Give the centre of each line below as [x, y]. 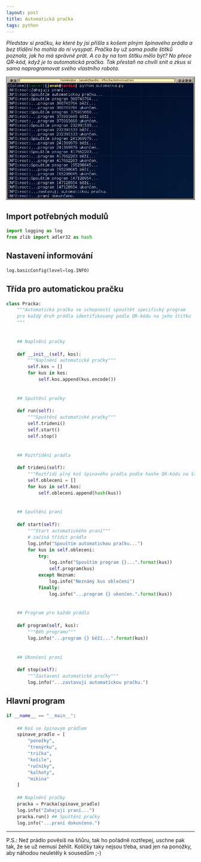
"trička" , [40, 754]
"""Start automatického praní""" [69, 531]
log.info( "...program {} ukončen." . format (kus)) [110, 594]
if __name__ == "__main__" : [41, 715]
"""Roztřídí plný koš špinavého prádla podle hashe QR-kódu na [108, 474]
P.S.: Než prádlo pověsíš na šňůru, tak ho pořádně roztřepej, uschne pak [95, 840]
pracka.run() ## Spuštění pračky [59, 817]
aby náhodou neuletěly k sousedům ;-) [54, 852]
